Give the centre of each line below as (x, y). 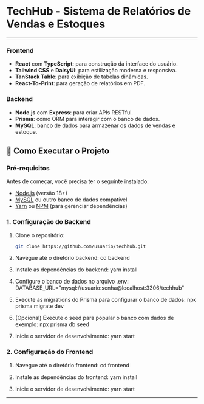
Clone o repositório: (40, 235)
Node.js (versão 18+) (41, 193)
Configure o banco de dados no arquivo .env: (72, 282)
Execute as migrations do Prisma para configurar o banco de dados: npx (106, 300)
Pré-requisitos (28, 168)
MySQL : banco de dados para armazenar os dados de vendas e (95, 125)
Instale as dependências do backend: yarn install (76, 270)
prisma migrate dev (39, 306)
